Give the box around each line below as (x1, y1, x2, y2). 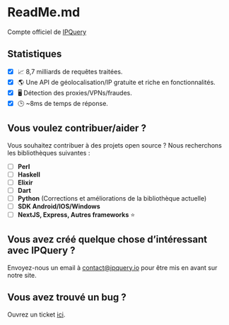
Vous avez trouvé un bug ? (7, 291, 127, 304)
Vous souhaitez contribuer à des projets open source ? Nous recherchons (7, 141, 223, 149)
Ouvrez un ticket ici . (7, 310, 66, 319)
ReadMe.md (7, 4, 81, 20)
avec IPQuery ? (7, 244, 76, 256)
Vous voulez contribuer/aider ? (7, 122, 147, 134)
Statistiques (7, 48, 62, 60)
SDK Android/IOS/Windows (17, 202, 100, 211)
